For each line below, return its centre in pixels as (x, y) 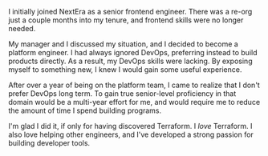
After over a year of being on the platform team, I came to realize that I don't (134, 85)
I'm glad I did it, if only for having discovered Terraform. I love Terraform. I (130, 126)
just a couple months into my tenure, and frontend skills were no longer (126, 20)
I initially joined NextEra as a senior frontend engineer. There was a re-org (130, 12)
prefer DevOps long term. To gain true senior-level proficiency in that (122, 94)
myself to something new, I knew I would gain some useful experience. (125, 70)
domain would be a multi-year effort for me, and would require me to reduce (134, 102)
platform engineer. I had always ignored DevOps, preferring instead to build (133, 52)
